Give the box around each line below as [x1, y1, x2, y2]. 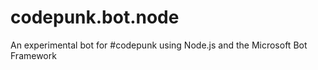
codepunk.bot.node [10, 6, 180, 29]
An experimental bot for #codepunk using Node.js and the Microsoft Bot [10, 39, 308, 51]
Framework [10, 49, 57, 61]
